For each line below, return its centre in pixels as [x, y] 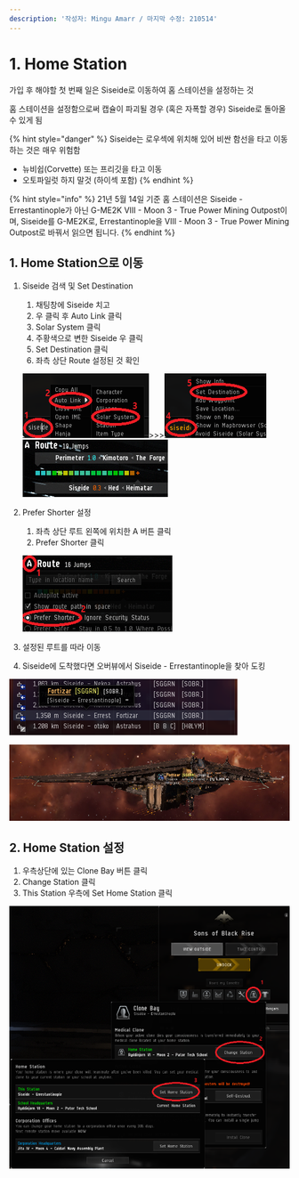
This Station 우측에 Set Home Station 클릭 [97, 893]
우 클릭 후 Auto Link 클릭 [79, 316]
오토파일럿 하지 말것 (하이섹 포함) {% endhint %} [108, 180]
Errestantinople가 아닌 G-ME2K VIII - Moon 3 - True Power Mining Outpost [145, 210]
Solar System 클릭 [68, 327]
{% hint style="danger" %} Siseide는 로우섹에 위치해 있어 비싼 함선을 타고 [140, 139]
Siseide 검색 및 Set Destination [77, 286]
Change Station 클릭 [59, 882]
